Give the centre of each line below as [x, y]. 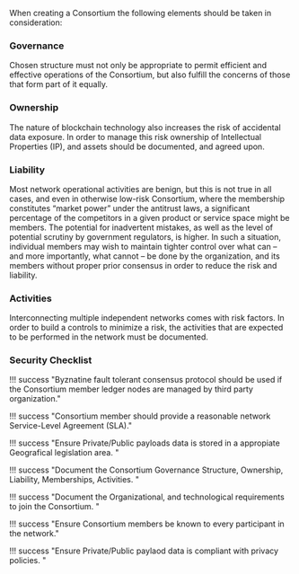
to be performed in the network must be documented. [109, 337]
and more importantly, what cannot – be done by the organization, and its [145, 256]
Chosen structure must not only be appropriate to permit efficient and [138, 66]
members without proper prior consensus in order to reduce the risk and [143, 265]
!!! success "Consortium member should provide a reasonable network [140, 416]
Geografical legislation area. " [64, 453]
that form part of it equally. [59, 84]
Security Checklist [51, 360]
